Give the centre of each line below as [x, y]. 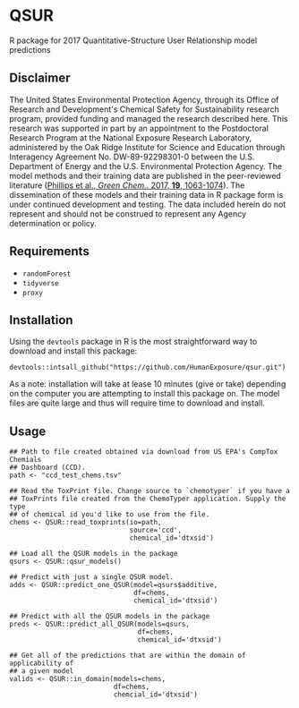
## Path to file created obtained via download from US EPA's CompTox [144, 452]
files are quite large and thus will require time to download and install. [137, 403]
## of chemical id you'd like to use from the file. [110, 515]
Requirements [49, 252]
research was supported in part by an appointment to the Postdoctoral [139, 128]
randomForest [47, 274]
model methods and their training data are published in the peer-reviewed [145, 175]
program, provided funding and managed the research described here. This [149, 118]
